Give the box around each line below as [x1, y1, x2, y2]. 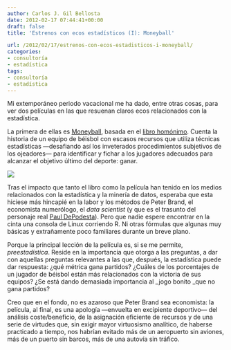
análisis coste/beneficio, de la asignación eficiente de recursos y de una [7, 313, 213, 322]
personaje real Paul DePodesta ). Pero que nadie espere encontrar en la [7, 212, 210, 221]
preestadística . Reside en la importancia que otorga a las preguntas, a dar [7, 248, 218, 257]
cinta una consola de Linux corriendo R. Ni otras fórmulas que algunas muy [7, 220, 222, 228]
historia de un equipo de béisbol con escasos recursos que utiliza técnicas [7, 135, 220, 143]
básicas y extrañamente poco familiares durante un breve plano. [7, 228, 191, 236]
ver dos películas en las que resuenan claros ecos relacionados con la [7, 107, 207, 115]
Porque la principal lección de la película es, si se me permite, [7, 241, 183, 249]
